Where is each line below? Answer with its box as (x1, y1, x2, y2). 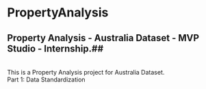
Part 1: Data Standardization (7, 75, 86, 84)
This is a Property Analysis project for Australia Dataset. (7, 68, 165, 76)
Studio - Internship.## (7, 42, 104, 54)
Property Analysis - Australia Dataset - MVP (7, 32, 200, 44)
